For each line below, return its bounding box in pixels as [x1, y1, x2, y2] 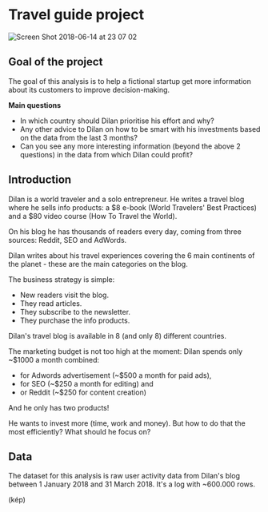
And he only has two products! [8, 403, 110, 412]
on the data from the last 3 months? [19, 133, 138, 142]
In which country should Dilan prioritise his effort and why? [19, 116, 214, 125]
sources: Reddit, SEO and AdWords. [8, 235, 127, 244]
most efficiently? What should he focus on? [8, 427, 151, 436]
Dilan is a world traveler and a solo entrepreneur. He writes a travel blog [8, 194, 245, 204]
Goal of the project [8, 55, 103, 69]
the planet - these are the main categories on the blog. [8, 259, 188, 268]
